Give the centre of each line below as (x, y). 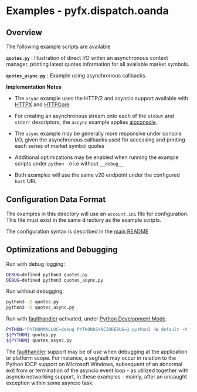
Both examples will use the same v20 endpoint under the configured (97, 175)
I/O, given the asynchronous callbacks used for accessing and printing (100, 140)
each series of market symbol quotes (60, 146)
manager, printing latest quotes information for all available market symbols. (98, 64)
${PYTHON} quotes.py (31, 335)
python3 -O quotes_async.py (40, 307)
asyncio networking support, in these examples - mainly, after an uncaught (97, 376)
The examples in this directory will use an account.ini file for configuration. (97, 214)
